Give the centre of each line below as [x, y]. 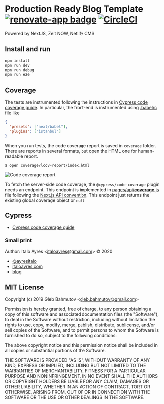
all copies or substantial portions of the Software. [55, 351]
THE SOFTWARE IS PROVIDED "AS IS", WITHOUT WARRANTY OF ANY [78, 360]
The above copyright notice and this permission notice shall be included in [81, 345]
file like [12, 113]
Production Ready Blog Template [74, 9]
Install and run [28, 49]
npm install [17, 61]
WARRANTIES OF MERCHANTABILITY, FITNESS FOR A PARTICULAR [75, 371]
